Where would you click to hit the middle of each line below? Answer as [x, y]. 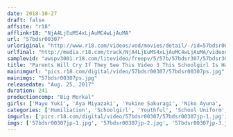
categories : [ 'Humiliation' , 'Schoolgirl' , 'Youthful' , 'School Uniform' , [118, 110]
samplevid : [23, 59]
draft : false [26, 20]
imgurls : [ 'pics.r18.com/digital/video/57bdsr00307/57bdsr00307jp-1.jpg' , [118, 116]
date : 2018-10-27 [32, 13]
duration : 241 [28, 91]
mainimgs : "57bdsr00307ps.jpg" [52, 78]
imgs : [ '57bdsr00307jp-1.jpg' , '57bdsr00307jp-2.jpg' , [88, 123]
